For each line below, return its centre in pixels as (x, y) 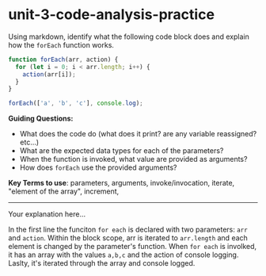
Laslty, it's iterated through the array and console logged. (102, 263)
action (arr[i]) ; (49, 74)
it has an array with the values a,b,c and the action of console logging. (123, 255)
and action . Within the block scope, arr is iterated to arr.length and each (128, 238)
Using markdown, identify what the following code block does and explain (129, 36)
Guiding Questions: (41, 119)
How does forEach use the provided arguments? (98, 167)
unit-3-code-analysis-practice (112, 15)
